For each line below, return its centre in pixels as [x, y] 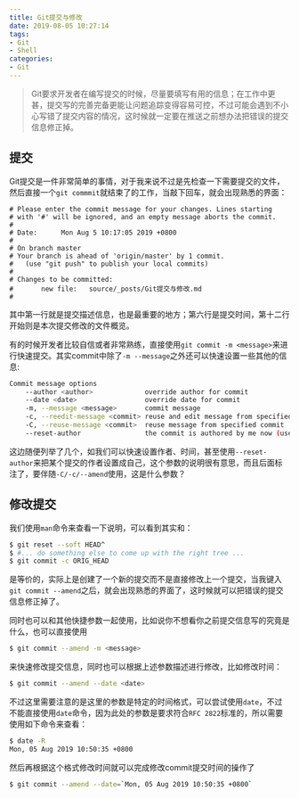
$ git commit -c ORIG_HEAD [59, 561]
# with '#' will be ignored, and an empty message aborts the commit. [143, 217]
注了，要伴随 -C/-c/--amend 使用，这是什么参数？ [98, 473]
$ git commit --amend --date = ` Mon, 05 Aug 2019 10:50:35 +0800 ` [131, 784]
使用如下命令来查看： [48, 724]
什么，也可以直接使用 [48, 632]
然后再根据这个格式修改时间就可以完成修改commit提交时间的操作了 [132, 767]
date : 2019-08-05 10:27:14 [59, 26]
